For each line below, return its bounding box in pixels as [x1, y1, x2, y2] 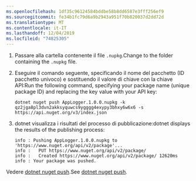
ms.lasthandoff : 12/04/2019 [6, 30, 75, 36]
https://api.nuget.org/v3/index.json [14, 110, 107, 115]
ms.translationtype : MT [6, 19, 65, 25]
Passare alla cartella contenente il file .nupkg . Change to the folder [14, 52, 173, 59]
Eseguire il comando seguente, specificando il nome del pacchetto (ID [14, 70, 185, 76]
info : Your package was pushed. [14, 158, 97, 164]
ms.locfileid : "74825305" [6, 36, 69, 42]
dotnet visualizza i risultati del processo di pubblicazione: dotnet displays [14, 120, 191, 127]
